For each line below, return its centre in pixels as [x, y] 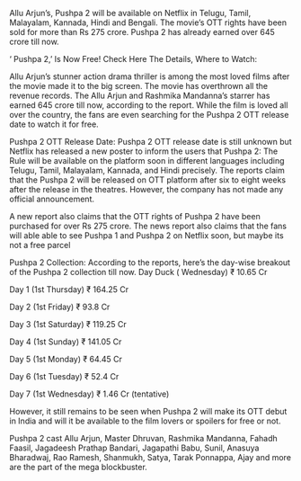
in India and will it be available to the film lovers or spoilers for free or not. [145, 421]
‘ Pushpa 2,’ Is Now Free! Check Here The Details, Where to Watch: [133, 59]
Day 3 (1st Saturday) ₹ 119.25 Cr [68, 324]
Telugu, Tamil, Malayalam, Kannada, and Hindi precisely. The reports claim [147, 170]
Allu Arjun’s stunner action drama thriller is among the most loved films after [150, 76]
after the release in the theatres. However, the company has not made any [146, 189]
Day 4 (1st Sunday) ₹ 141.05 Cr [66, 342]
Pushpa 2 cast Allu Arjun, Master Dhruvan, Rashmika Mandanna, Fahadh [144, 438]
